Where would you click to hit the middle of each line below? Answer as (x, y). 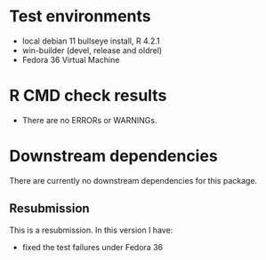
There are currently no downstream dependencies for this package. (133, 180)
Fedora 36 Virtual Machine (71, 59)
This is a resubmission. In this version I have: (91, 230)
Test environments (80, 16)
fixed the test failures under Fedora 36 (92, 247)
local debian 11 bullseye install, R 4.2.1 (91, 41)
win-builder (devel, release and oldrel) (92, 50)
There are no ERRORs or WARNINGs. (89, 120)
